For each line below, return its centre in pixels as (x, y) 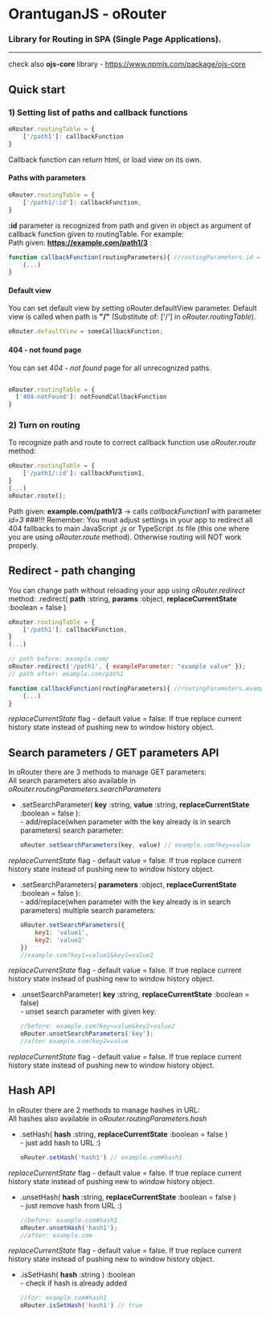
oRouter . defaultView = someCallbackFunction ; (86, 332)
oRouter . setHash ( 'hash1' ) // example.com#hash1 (101, 1157)
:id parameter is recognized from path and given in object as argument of (130, 225)
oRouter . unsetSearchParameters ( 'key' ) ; (87, 1034)
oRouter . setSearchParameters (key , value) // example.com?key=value (135, 845)
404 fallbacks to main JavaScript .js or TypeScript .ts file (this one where (129, 528)
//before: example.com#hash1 (69, 1220)
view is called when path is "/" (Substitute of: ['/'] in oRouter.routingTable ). (132, 317)
